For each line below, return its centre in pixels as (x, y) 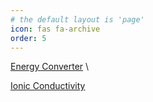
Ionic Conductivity (48, 86)
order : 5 (28, 38)
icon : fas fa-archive (55, 29)
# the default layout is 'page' (77, 19)
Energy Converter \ (50, 67)
